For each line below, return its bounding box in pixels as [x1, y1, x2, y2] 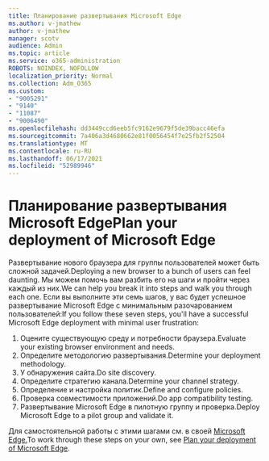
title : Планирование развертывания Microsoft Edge [8, 11, 182, 20]
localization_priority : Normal [8, 72, 114, 80]
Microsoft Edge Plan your [8, 214, 178, 233]
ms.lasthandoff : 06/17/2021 [8, 154, 103, 162]
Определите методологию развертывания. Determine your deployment [19, 350, 261, 360]
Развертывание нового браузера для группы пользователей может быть [8, 258, 260, 267]
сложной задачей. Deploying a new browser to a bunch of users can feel [8, 266, 251, 276]
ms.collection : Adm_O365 [8, 79, 92, 87]
